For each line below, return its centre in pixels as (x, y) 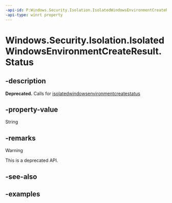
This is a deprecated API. (32, 160)
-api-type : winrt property (34, 15)
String (12, 122)
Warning (14, 151)
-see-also (21, 177)
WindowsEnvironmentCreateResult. (84, 51)
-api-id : (15, 10)
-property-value (32, 109)
